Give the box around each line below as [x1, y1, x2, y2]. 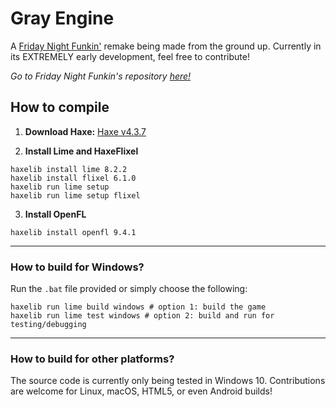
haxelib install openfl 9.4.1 [10, 227, 137, 237]
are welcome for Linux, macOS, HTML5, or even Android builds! [10, 385, 273, 397]
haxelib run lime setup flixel [10, 190, 141, 201]
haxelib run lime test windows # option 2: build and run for [10, 311, 275, 321]
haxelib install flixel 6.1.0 [10, 173, 137, 183]
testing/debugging [10, 320, 87, 330]
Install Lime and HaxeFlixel [24, 145, 139, 157]
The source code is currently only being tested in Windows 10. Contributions [10, 375, 326, 387]
